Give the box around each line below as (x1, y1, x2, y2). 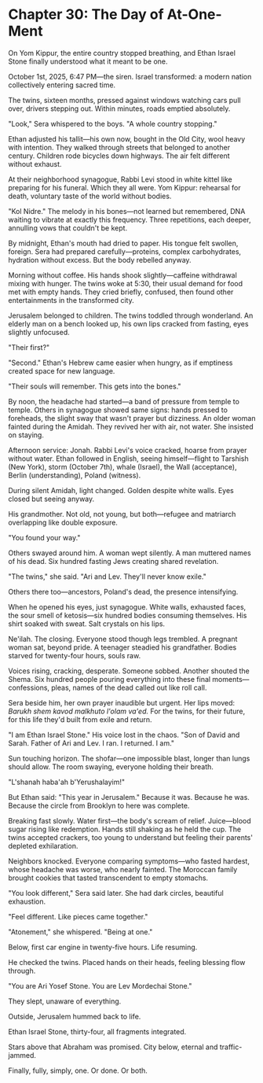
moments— (211, 674, 250, 683)
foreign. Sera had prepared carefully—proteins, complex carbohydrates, (8, 246, 242, 256)
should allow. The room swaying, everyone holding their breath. (8, 761, 214, 772)
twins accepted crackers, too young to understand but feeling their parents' (8, 832, 254, 842)
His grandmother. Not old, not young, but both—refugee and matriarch (8, 509, 236, 518)
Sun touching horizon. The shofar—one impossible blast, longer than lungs (8, 753, 250, 763)
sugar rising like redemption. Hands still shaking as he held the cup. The (8, 824, 242, 834)
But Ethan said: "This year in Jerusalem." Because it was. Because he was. (8, 792, 250, 801)
